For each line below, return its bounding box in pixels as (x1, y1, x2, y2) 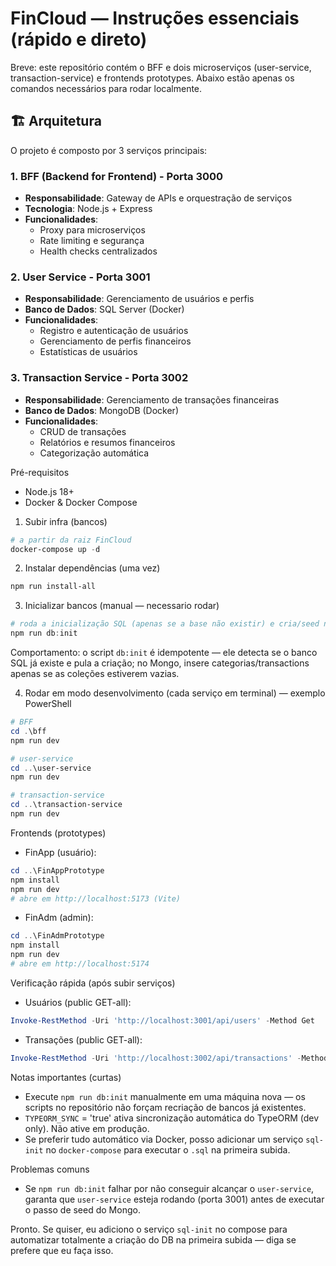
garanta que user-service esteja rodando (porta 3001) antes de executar (24, 1193, 325, 1205)
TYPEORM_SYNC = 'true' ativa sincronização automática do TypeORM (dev (24, 1112, 320, 1124)
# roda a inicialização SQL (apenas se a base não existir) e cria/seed (10, 619, 320, 629)
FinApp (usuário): (24, 846, 97, 858)
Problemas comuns (10, 1163, 90, 1175)
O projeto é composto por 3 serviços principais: (10, 144, 208, 156)
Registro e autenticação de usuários (39, 325, 189, 337)
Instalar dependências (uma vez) (24, 562, 161, 574)
